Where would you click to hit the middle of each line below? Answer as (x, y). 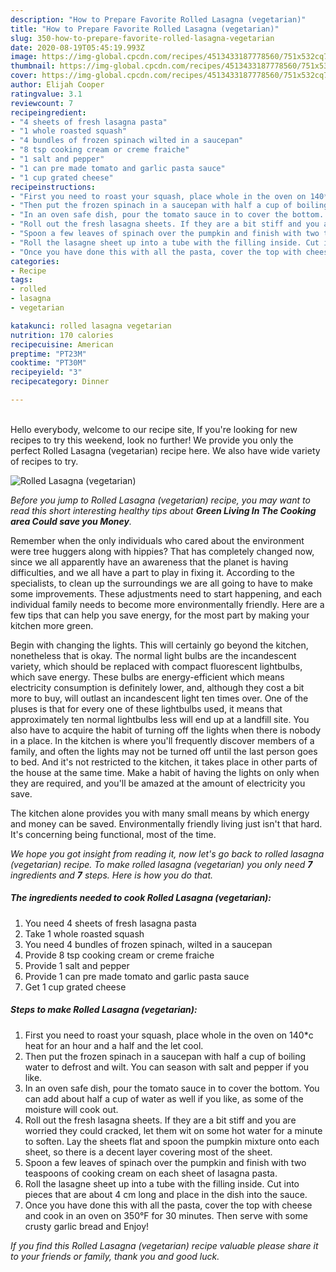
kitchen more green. (52, 625)
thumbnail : (33, 66)
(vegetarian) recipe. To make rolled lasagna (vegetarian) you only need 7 (161, 864)
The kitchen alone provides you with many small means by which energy (160, 813)
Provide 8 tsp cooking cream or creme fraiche (119, 955)
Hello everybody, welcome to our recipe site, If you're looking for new (154, 429)
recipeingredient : (48, 112)
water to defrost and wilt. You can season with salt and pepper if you (167, 1067)
